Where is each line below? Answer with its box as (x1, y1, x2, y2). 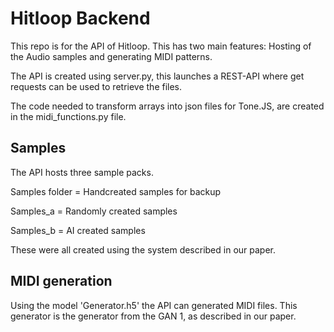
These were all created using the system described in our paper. (10, 243, 277, 256)
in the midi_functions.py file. (10, 110, 127, 122)
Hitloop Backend (10, 7, 151, 30)
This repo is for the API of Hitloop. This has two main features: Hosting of (10, 40, 312, 52)
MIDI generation (10, 273, 113, 290)
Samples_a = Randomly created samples (10, 205, 178, 217)
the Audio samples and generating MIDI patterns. (10, 50, 213, 62)
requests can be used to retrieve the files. (10, 80, 183, 92)
